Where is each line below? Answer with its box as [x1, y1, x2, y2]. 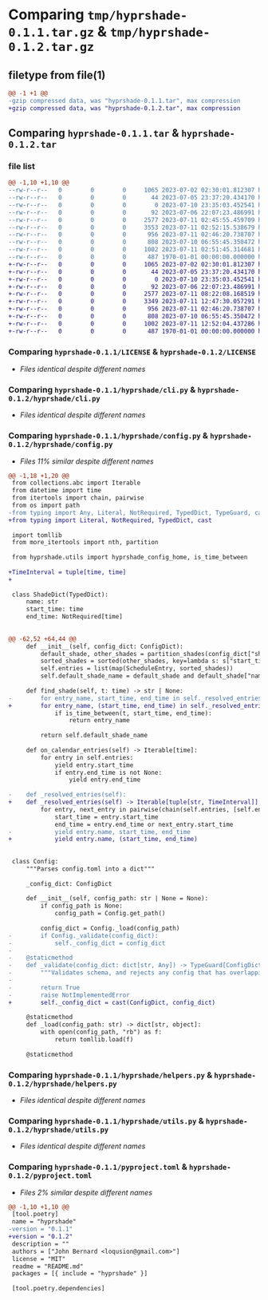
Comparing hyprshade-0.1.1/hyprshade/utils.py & [8, 1115, 205, 1126]
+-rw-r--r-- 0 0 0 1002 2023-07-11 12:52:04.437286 [8, 319, 255, 328]
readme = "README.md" [11, 1262, 84, 1270]
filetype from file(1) [8, 68, 106, 81]
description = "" [11, 1239, 69, 1248]
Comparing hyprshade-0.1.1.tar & [8, 126, 179, 140]
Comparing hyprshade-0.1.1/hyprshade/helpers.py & [8, 1069, 213, 1081]
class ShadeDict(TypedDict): [11, 591, 109, 599]
